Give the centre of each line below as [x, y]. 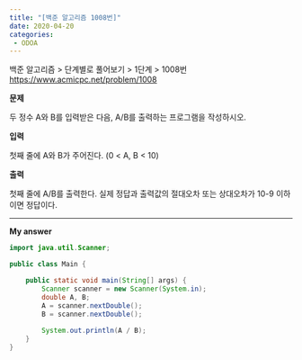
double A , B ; [66, 297]
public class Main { [48, 265]
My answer [31, 231]
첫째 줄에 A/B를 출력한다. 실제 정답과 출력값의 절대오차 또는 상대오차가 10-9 [142, 193]
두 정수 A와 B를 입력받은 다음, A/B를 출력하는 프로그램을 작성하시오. [128, 117]
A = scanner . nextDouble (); [92, 306]
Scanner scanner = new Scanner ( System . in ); [124, 289]
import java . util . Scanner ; [60, 248]
